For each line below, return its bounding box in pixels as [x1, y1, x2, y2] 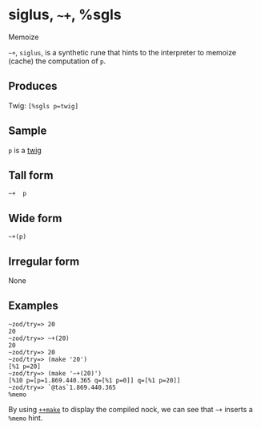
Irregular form [8, 254, 80, 268]
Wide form [8, 211, 62, 225]
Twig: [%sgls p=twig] [8, 100, 78, 110]
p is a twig [8, 145, 42, 155]
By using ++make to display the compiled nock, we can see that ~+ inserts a [8, 404, 254, 414]
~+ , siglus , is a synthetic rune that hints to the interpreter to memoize [8, 47, 237, 57]
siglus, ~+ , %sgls [8, 6, 122, 24]
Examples [8, 299, 58, 313]
